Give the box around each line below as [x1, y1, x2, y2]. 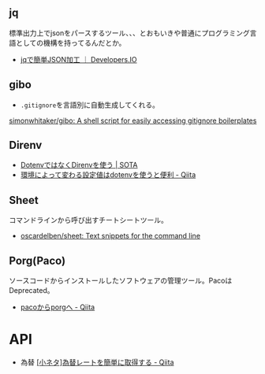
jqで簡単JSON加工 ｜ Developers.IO [20, 54, 137, 64]
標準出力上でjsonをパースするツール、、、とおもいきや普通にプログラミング [9, 28, 251, 38]
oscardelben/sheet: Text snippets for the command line [20, 231, 200, 241]
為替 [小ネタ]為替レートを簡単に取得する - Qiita [20, 357, 174, 367]
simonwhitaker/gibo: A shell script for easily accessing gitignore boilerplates [9, 116, 257, 125]
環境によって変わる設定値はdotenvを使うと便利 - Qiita [20, 170, 196, 180]
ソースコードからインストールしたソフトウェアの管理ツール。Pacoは [9, 276, 233, 286]
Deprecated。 [9, 286, 54, 295]
